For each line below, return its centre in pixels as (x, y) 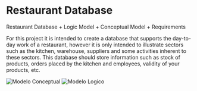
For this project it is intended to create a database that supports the (89, 38)
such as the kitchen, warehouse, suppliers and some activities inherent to (96, 51)
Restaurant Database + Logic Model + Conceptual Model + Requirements (96, 27)
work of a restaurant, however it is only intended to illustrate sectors (100, 45)
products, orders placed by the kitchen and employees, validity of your (93, 64)
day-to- (182, 38)
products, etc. (23, 70)
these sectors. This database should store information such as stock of (93, 57)
